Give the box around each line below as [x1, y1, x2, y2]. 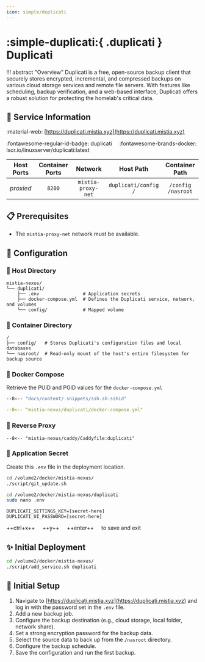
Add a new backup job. [15, 610, 74, 617]
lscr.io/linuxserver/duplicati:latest [6, 146, 90, 154]
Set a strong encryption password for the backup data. [15, 629, 154, 636]
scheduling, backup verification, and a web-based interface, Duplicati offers [6, 88, 198, 95]
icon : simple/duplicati [6, 9, 67, 15]
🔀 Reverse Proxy [6, 422, 56, 430]
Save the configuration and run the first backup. [15, 649, 136, 656]
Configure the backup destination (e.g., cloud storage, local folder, [15, 616, 183, 624]
